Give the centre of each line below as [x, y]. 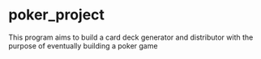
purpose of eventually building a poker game [83, 45]
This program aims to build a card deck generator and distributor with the [131, 37]
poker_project [57, 15]
